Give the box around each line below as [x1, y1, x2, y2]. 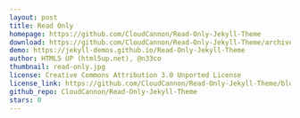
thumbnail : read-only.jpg [9, 63, 105, 72]
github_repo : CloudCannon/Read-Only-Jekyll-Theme [9, 87, 198, 96]
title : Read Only [9, 21, 74, 30]
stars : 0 [9, 95, 42, 105]
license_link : [9, 79, 62, 88]
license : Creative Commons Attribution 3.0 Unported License [9, 71, 242, 80]
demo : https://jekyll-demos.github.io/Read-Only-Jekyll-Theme [9, 46, 246, 55]
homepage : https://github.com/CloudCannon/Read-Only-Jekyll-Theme [9, 29, 262, 38]
